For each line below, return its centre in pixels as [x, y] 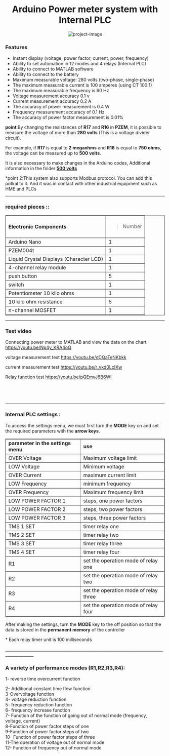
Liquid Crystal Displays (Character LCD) [56, 259]
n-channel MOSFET [32, 310]
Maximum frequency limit [113, 492]
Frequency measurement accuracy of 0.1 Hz [58, 112]
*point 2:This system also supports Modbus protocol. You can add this [79, 178]
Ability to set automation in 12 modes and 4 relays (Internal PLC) [79, 64]
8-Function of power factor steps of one [47, 726]
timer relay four [101, 552]
